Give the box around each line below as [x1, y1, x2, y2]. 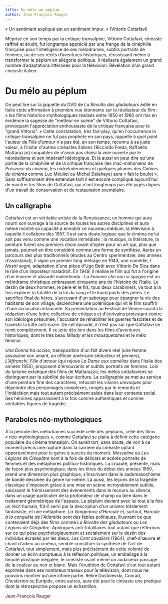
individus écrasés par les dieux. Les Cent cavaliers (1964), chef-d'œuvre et [5, 535, 161, 541]
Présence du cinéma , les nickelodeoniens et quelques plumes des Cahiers [5, 166, 159, 172]
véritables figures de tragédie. [5, 401, 67, 407]
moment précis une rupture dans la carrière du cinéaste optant [5, 445, 134, 451]
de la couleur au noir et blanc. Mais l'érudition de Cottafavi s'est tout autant [5, 562, 160, 568]
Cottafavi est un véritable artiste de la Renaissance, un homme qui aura [5, 215, 152, 221]
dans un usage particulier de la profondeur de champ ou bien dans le [5, 493, 147, 499]
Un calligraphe [5, 201, 51, 210]
